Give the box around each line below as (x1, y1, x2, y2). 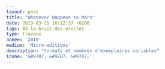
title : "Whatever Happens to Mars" (6, 14, 95, 20)
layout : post (6, 8, 39, 15)
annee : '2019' (6, 37, 42, 43)
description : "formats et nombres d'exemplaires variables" (6, 48, 160, 54)
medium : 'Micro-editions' (6, 43, 71, 49)
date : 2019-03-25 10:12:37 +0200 (6, 20, 90, 26)
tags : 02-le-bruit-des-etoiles (6, 25, 85, 32)
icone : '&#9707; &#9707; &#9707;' (6, 53, 93, 59)
